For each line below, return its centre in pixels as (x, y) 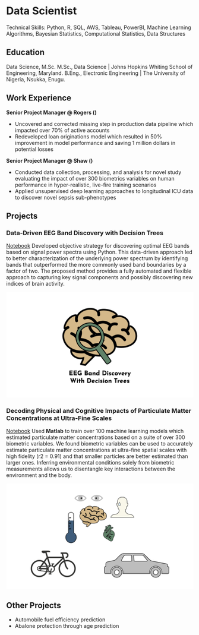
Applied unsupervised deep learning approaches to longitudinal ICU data (104, 191)
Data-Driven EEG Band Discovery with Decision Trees (85, 233)
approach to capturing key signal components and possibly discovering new (99, 277)
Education (26, 53)
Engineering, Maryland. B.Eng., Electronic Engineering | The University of (96, 73)
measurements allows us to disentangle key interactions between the (91, 469)
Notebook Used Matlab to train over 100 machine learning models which (95, 431)
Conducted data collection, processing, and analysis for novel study (98, 172)
